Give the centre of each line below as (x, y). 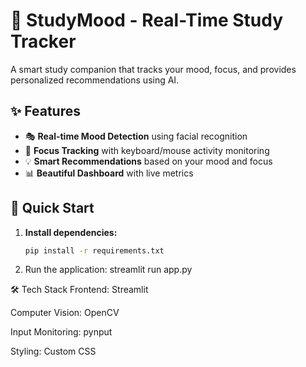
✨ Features (45, 111)
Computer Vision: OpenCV (65, 313)
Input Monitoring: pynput (61, 332)
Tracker (43, 41)
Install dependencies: (71, 232)
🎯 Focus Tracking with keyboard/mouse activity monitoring (147, 150)
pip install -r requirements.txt (94, 250)
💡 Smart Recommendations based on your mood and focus (148, 161)
